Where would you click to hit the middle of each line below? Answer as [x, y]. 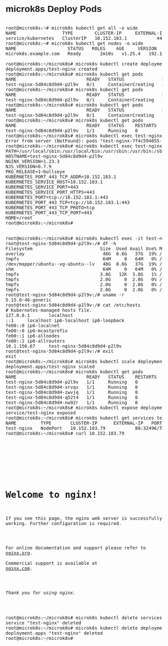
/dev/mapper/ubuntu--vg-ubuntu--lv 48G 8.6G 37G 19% [81, 264]
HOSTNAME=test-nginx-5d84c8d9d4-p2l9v [54, 156]
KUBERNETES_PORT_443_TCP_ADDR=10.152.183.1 [61, 177]
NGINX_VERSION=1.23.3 [33, 161]
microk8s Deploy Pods [54, 9]
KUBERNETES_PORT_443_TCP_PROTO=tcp [50, 207]
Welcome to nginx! [51, 495]
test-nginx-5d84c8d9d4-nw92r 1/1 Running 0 [72, 402]
